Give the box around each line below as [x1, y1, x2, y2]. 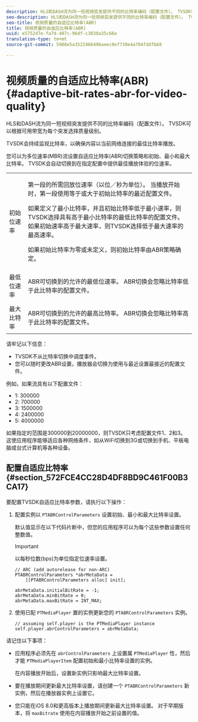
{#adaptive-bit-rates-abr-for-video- [6, 87, 187, 101]
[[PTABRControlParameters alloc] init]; [25, 577, 126, 583]
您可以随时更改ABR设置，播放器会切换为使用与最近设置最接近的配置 [14, 360, 180, 367]
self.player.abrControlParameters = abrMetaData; [14, 626, 140, 632]
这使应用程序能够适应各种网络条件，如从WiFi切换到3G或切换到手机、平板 [6, 436, 184, 443]
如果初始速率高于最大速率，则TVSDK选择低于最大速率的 [28, 222, 184, 230]
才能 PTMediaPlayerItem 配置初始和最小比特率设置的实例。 [14, 657, 156, 664]
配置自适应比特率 [6, 463, 68, 473]
